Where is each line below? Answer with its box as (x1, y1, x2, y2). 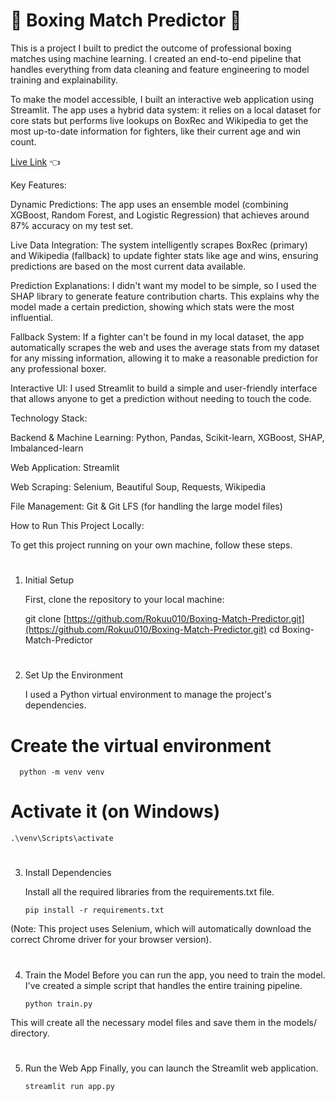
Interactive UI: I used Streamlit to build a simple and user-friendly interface (10, 382, 318, 394)
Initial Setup (24, 574, 74, 586)
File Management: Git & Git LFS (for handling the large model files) (10, 500, 283, 512)
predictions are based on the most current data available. (10, 260, 247, 272)
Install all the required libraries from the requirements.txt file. (24, 886, 275, 898)
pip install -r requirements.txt (24, 905, 165, 916)
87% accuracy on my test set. (10, 219, 134, 231)
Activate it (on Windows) (10, 800, 221, 823)
